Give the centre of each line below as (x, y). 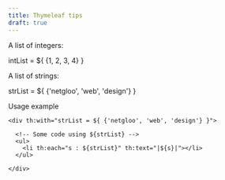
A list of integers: (36, 45)
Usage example (34, 106)
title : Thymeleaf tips (45, 15)
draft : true (28, 23)
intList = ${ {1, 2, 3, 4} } (46, 61)
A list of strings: (34, 75)
